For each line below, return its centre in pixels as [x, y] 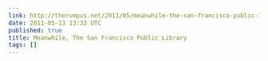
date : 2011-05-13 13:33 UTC [55, 23]
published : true [35, 30]
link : [17, 15]
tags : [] [23, 45]
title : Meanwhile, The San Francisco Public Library [98, 38]
